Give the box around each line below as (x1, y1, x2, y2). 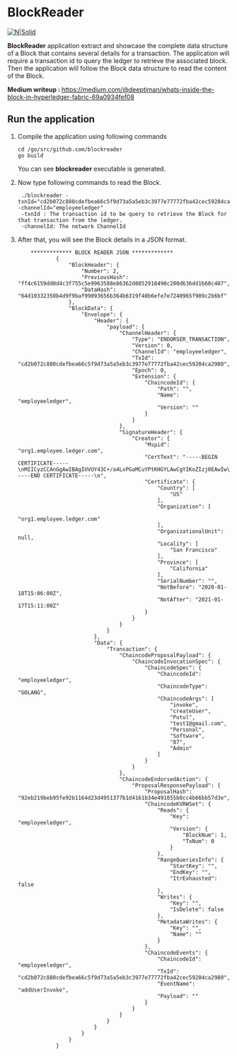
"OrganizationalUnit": (156, 528, 224, 535)
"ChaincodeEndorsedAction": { (119, 776, 209, 783)
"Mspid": (144, 441, 170, 448)
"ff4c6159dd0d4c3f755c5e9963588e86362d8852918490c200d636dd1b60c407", (17, 280, 231, 287)
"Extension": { (132, 373, 177, 380)
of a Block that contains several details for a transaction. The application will (7, 49, 230, 57)
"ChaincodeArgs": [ (156, 695, 214, 702)
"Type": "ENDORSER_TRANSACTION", (132, 336, 231, 343)
